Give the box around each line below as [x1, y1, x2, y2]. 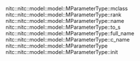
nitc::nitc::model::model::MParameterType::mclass [5, 5, 128, 12]
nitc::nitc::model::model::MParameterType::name [5, 18, 125, 24]
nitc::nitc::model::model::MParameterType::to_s [5, 23, 121, 30]
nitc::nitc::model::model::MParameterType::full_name [5, 30, 135, 37]
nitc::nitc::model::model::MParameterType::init [5, 49, 118, 55]
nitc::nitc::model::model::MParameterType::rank [5, 11, 122, 18]
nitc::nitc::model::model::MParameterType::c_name [5, 36, 130, 43]
